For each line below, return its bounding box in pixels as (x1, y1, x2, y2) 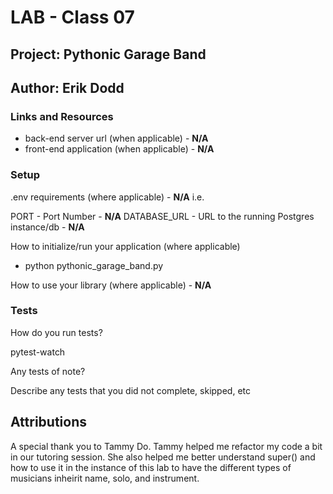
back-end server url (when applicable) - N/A (24, 132, 209, 145)
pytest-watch (10, 346, 66, 358)
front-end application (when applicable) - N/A (24, 143, 215, 155)
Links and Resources (10, 109, 114, 123)
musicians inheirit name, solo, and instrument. (10, 472, 200, 484)
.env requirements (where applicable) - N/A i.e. (10, 191, 205, 203)
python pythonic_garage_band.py (24, 259, 164, 271)
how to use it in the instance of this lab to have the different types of (10, 461, 292, 473)
